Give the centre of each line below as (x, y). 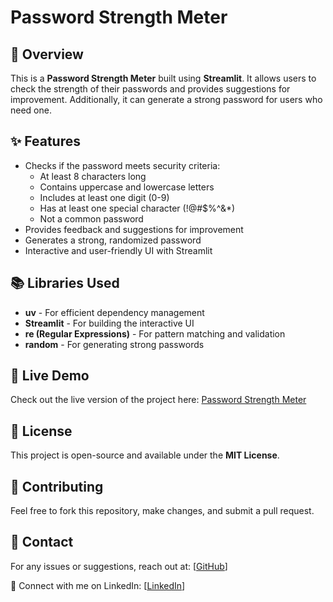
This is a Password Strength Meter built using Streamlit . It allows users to (163, 78)
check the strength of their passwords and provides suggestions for (150, 89)
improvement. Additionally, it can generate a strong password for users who (166, 99)
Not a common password (91, 218)
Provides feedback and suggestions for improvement (134, 229)
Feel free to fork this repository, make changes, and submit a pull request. (162, 511)
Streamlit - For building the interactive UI (109, 323)
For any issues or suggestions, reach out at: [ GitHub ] (119, 566)
